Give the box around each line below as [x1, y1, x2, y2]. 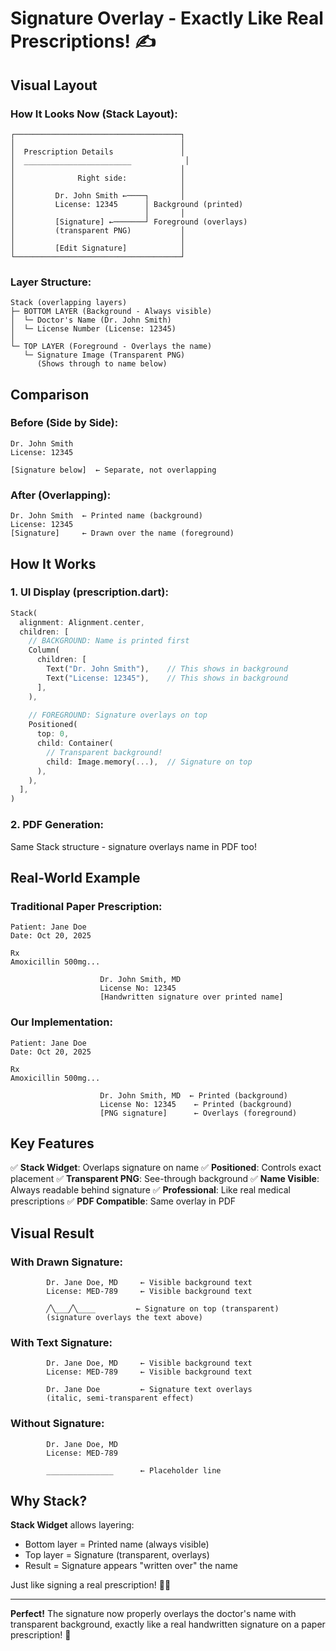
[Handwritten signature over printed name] [99, 992, 284, 1002]
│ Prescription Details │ [10, 147, 186, 157]
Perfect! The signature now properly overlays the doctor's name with [10, 1608, 297, 1620]
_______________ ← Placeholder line [46, 1465, 222, 1476]
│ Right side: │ [10, 173, 186, 183]
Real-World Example [10, 869, 141, 886]
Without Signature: [10, 1417, 105, 1431]
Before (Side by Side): [10, 416, 119, 430]
